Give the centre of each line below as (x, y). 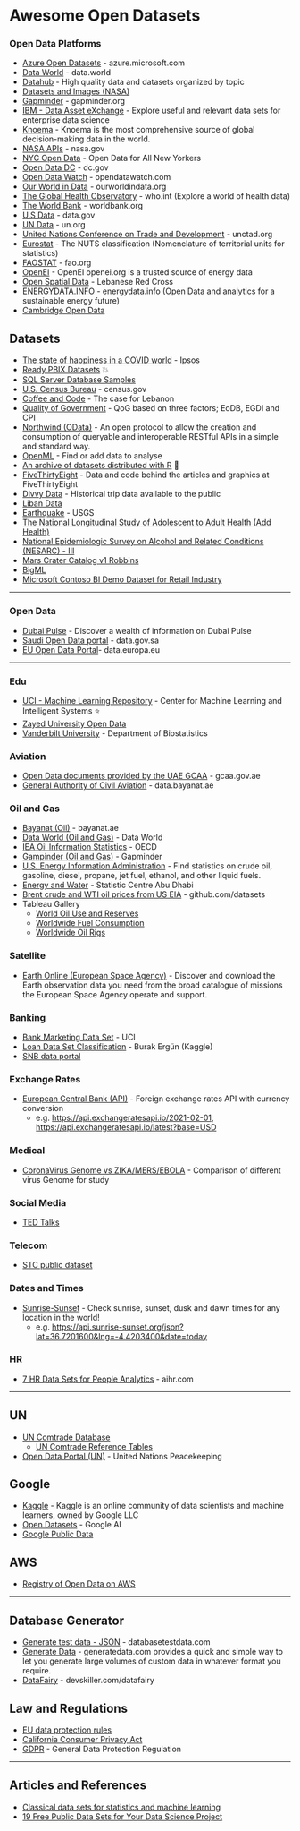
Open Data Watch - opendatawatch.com (96, 177)
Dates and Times (46, 1288)
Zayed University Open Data (74, 723)
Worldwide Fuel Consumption (90, 923)
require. (37, 1671)
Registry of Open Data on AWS (79, 1584)
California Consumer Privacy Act (82, 1739)
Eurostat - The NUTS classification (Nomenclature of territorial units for (153, 244)
